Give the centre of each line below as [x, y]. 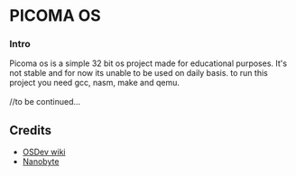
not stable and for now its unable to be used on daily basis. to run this [139, 73]
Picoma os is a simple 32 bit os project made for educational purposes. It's [148, 63]
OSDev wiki [44, 152]
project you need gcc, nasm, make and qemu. [95, 83]
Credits [31, 130]
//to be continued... [45, 102]
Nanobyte [41, 162]
